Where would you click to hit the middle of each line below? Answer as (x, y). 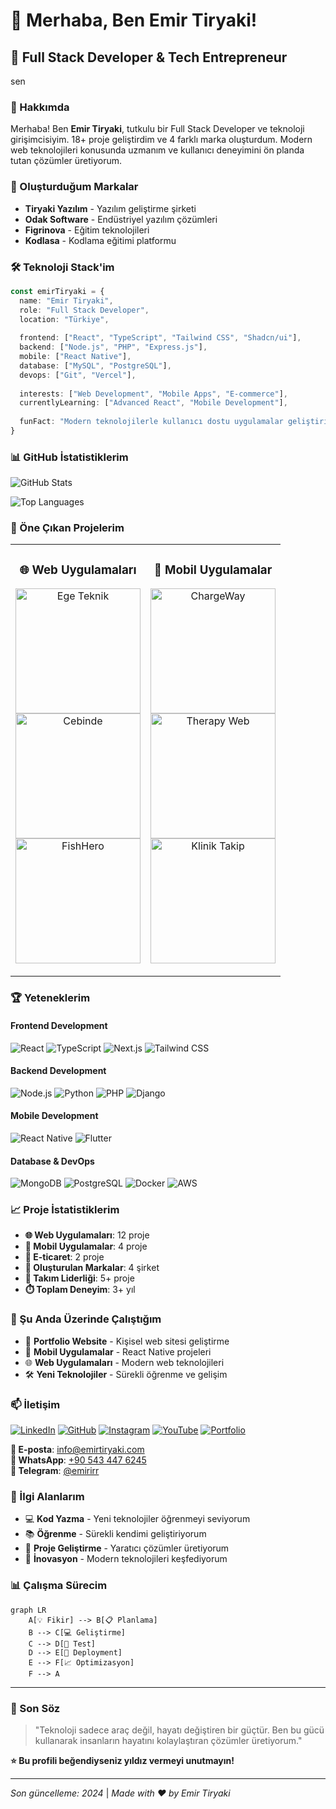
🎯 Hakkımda (40, 107)
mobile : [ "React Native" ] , (75, 357)
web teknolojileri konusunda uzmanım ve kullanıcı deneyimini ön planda (157, 150)
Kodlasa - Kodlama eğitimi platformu (100, 240)
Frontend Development (59, 1025)
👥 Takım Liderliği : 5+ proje (79, 1278)
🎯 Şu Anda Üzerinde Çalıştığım (86, 1319)
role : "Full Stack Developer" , (84, 310)
